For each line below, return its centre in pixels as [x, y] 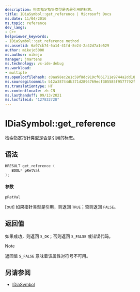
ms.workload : [18, 68]
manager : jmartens [23, 59]
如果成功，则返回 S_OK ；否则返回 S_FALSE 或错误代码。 [59, 236]
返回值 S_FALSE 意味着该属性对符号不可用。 [48, 256]
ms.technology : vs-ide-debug [34, 64]
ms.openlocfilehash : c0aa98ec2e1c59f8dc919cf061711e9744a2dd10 [70, 77]
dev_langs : [16, 28]
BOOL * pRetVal [26, 170]
